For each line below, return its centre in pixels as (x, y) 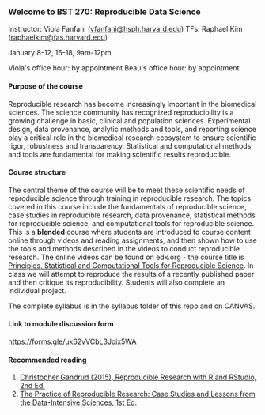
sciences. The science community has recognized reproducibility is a (121, 112)
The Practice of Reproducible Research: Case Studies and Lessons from (137, 394)
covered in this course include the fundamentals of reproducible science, (127, 206)
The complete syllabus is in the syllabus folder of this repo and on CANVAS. (132, 306)
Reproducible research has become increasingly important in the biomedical (132, 104)
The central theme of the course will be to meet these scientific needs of (127, 190)
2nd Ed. (32, 386)
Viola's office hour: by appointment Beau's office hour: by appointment (124, 68)
